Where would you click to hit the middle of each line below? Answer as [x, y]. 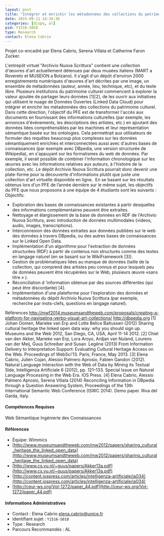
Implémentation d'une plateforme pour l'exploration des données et [80, 293]
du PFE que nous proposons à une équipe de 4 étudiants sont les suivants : [81, 190]
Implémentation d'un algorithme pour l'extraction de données [74, 246]
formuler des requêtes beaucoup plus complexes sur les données [71, 138]
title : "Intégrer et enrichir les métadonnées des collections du [74, 14]
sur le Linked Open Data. [37, 241]
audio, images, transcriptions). [43, 225]
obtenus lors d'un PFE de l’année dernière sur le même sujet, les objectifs [79, 185]
